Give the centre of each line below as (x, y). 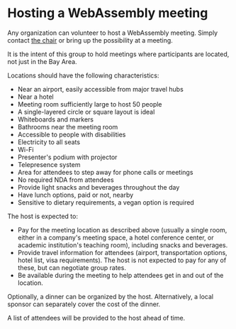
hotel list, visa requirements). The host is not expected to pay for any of (122, 260)
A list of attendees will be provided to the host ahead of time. (96, 318)
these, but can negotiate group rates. (72, 267)
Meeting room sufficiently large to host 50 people (90, 104)
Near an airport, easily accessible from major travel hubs (101, 89)
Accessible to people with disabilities (72, 134)
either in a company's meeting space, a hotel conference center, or (116, 237)
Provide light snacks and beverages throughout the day (99, 187)
